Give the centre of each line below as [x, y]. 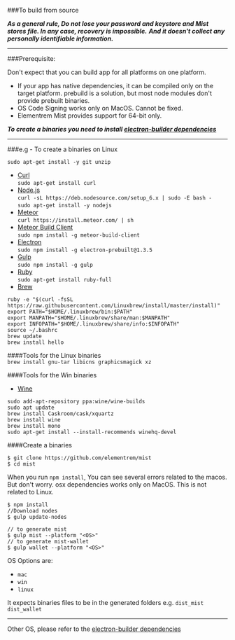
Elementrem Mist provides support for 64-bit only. [90, 116]
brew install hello [36, 342]
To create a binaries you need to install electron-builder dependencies [112, 129]
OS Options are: [30, 561]
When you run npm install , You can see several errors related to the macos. [117, 477]
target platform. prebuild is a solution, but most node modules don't [114, 93]
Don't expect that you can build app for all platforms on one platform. [107, 72]
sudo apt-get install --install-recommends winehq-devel [92, 432]
